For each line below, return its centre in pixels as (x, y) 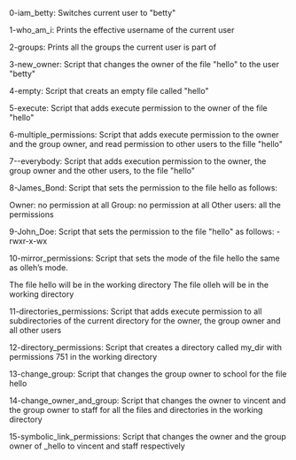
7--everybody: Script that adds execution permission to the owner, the (138, 161)
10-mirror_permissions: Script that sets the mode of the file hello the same (145, 258)
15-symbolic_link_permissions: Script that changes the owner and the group (148, 437)
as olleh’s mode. (39, 268)
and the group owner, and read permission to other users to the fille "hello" (146, 144)
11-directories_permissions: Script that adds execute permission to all (136, 311)
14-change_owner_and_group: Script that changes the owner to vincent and (148, 401)
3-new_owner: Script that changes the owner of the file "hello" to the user (144, 64)
